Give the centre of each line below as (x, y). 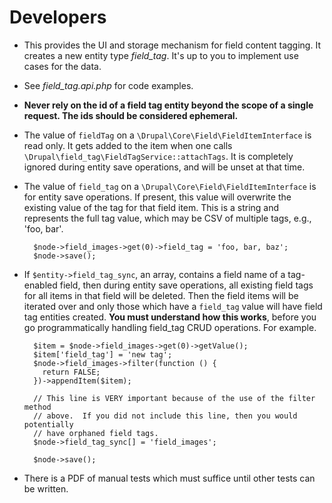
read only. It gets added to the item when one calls (128, 145)
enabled (40, 285)
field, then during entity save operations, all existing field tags (186, 285)
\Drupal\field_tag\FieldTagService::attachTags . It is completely (158, 156)
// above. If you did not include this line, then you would (165, 416)
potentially (48, 424)
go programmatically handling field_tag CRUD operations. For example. (170, 327)
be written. (46, 488)
